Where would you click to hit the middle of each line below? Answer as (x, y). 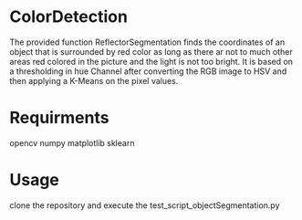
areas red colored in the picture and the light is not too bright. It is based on (151, 61)
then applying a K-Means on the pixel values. (94, 80)
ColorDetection (68, 17)
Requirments (59, 118)
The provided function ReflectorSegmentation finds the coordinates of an (147, 42)
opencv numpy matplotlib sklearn (72, 142)
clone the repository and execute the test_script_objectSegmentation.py (145, 205)
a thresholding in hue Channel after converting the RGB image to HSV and (148, 71)
